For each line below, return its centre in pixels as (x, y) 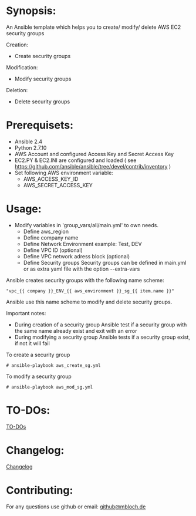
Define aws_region (46, 231)
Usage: (24, 209)
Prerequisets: (40, 125)
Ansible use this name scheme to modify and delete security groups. (89, 302)
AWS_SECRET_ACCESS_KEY (58, 185)
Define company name (51, 237)
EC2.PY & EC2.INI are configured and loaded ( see (75, 160)
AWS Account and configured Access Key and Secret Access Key (94, 154)
